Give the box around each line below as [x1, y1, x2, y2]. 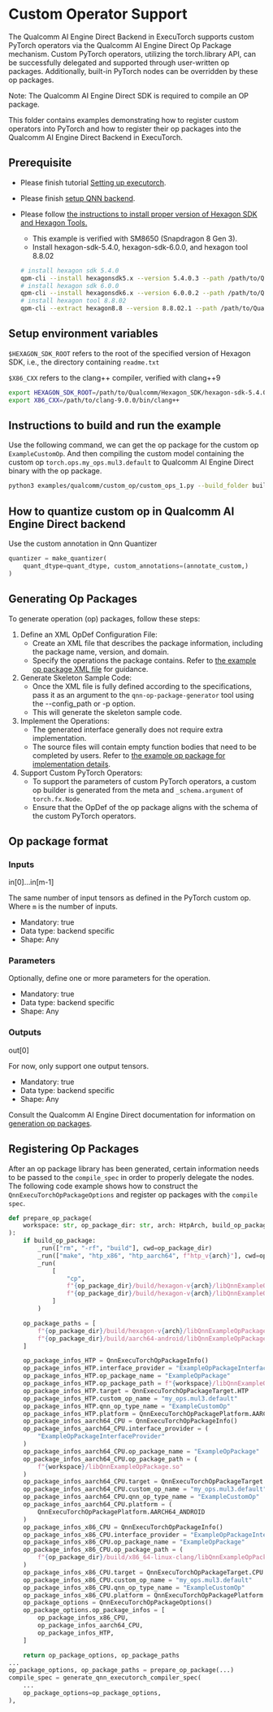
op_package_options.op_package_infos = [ [23, 1606, 165, 1614]
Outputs [8, 1026, 42, 1038]
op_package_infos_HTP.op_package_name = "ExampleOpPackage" [23, 1372, 231, 1380]
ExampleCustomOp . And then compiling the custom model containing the [8, 449, 245, 459]
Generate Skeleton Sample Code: [19, 673, 132, 682]
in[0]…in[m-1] [8, 878, 54, 887]
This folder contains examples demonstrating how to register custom [8, 115, 240, 124]
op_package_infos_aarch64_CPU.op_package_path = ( [23, 1455, 198, 1463]
